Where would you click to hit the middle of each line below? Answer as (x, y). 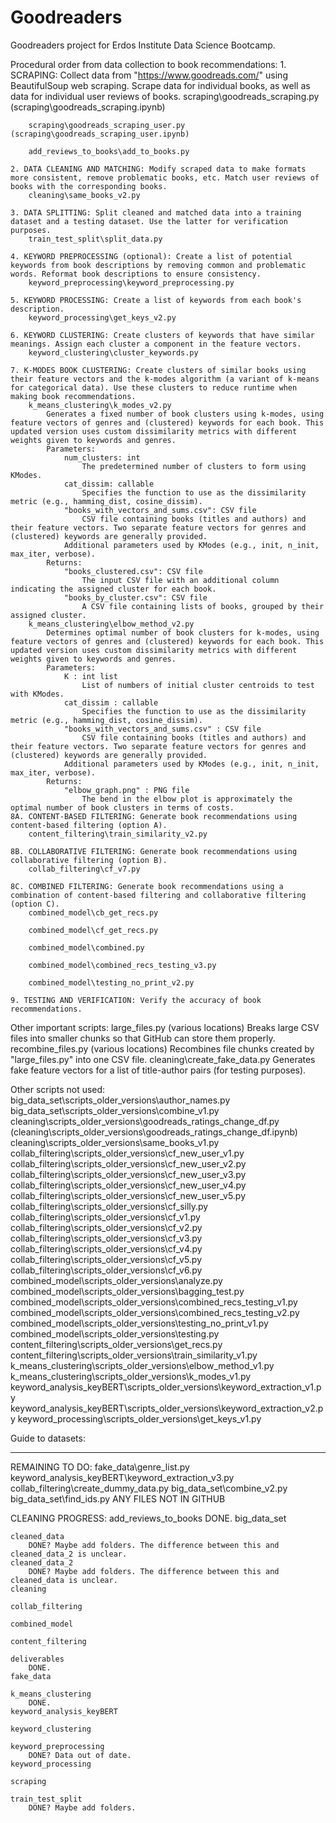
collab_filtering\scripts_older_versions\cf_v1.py (105, 1217)
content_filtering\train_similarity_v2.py (118, 834)
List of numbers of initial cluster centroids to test (198, 685)
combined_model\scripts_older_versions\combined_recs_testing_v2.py (155, 1312)
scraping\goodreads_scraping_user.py (107, 125)
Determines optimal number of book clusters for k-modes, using (183, 632)
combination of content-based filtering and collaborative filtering (158, 895)
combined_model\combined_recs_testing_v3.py (122, 965)
